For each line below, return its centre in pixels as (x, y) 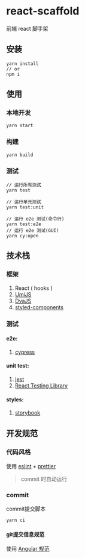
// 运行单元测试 (24, 202)
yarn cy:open (22, 236)
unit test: (18, 366)
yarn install (22, 64)
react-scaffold (43, 11)
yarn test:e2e (24, 224)
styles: (15, 400)
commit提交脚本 (26, 509)
